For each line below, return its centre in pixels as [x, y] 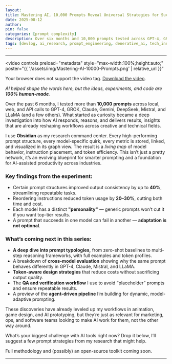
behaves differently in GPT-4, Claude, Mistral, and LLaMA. [74, 267]
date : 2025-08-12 [24, 20]
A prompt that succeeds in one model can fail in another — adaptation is [90, 220]
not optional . [27, 226]
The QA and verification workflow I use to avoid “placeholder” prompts [89, 283]
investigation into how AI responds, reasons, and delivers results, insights [83, 120]
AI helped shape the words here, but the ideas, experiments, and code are [84, 88]
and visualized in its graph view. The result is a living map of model [76, 147]
